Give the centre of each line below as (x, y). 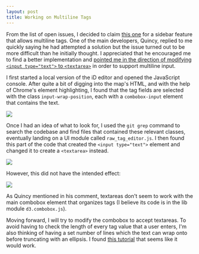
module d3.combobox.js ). (37, 208)
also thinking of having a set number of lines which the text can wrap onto (97, 233)
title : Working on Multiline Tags (49, 17)
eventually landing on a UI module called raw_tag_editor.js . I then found (95, 138)
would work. (21, 245)
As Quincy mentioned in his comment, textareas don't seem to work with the (99, 196)
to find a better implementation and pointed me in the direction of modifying (99, 59)
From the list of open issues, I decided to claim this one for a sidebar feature (99, 34)
